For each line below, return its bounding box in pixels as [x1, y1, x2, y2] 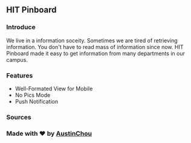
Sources [6, 113, 31, 121]
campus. [6, 56, 28, 63]
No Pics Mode [15, 91, 51, 99]
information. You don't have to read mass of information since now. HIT [6, 43, 184, 50]
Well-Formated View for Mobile [15, 85, 93, 92]
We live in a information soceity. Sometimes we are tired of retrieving [6, 36, 178, 44]
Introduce [6, 23, 36, 32]
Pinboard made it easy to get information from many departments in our [6, 50, 186, 57]
